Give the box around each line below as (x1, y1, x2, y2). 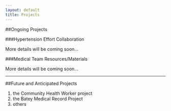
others (12, 101, 26, 107)
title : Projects (5, 12, 40, 17)
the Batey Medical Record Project (12, 95, 83, 102)
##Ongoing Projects (5, 26, 47, 32)
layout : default (5, 7, 40, 13)
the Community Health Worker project (12, 90, 93, 96)
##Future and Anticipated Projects (5, 80, 77, 87)
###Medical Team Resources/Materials (5, 55, 88, 62)
